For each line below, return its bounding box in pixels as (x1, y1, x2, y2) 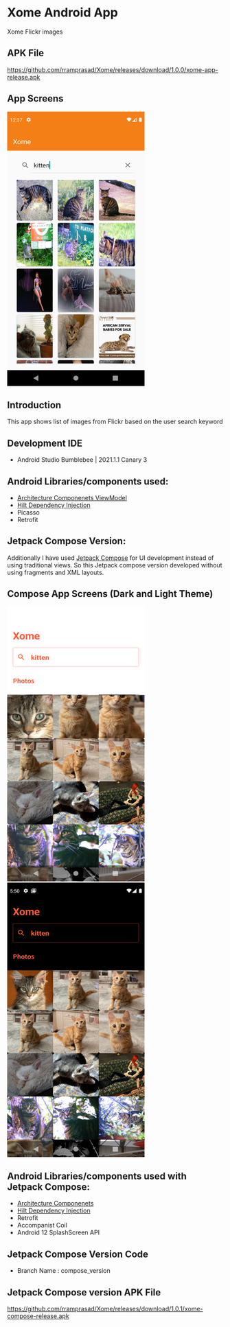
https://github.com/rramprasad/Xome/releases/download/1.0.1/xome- (7, 1305, 203, 1313)
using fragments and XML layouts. (7, 568, 104, 576)
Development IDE (7, 437, 83, 449)
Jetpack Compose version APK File (7, 1287, 161, 1298)
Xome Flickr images (7, 27, 63, 36)
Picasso (16, 508, 40, 516)
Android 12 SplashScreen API (16, 1228, 100, 1236)
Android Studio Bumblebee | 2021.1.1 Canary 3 (16, 456, 148, 464)
